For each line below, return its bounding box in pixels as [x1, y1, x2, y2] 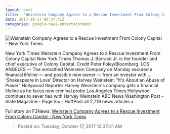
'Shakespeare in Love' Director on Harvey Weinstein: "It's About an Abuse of [5, 77, 165, 83]
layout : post [5, 7, 33, 13]
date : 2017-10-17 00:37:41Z [5, 17, 65, 22]
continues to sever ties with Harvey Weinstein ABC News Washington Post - [5, 93, 164, 99]
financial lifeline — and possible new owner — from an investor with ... [5, 72, 152, 78]
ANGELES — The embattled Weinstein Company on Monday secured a [5, 66, 153, 73]
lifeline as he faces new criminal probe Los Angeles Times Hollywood [5, 88, 150, 94]
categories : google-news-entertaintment [5, 21, 92, 27]
